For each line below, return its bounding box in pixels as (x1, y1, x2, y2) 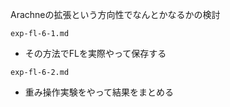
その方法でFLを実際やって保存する (24, 48, 167, 59)
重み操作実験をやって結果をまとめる (24, 86, 175, 98)
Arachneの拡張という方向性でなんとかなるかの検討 (10, 9, 221, 20)
